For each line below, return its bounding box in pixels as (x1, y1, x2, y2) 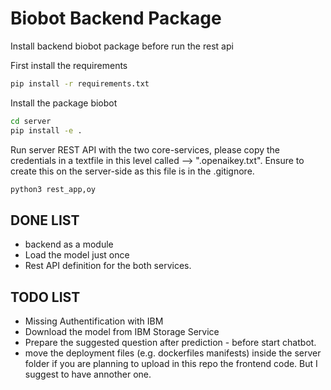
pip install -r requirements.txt (10, 78, 150, 89)
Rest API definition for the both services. (24, 260, 192, 272)
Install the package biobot (10, 97, 118, 109)
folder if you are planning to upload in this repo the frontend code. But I (24, 358, 318, 370)
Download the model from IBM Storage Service (24, 326, 220, 338)
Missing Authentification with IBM (24, 315, 164, 327)
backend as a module (24, 238, 114, 251)
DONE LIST (10, 212, 80, 229)
